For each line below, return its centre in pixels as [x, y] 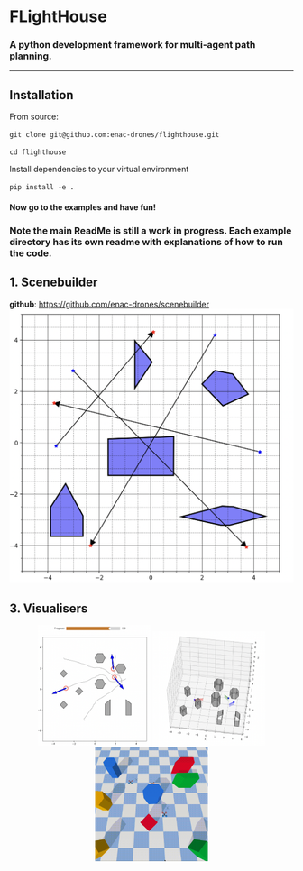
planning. [31, 56]
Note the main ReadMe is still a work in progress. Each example [151, 230]
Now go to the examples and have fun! [83, 207]
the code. [31, 252]
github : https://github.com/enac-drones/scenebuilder [110, 304]
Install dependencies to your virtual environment [99, 170]
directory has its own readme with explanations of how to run [147, 242]
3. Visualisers [49, 608]
